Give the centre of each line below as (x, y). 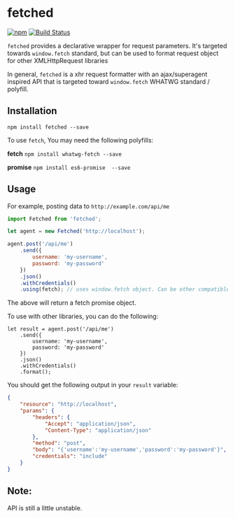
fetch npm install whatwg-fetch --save (65, 153)
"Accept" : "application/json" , (90, 424)
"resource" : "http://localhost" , (69, 404)
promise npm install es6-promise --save (69, 167)
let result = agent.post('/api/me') (60, 329)
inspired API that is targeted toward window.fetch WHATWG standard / (108, 81)
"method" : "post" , (59, 443)
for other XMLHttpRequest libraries (58, 60)
